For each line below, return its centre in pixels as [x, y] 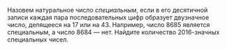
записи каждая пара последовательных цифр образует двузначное [108, 17]
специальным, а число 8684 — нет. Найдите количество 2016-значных [113, 32]
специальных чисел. [38, 40]
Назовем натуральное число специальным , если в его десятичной [108, 10]
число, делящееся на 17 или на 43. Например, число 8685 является [109, 25]
